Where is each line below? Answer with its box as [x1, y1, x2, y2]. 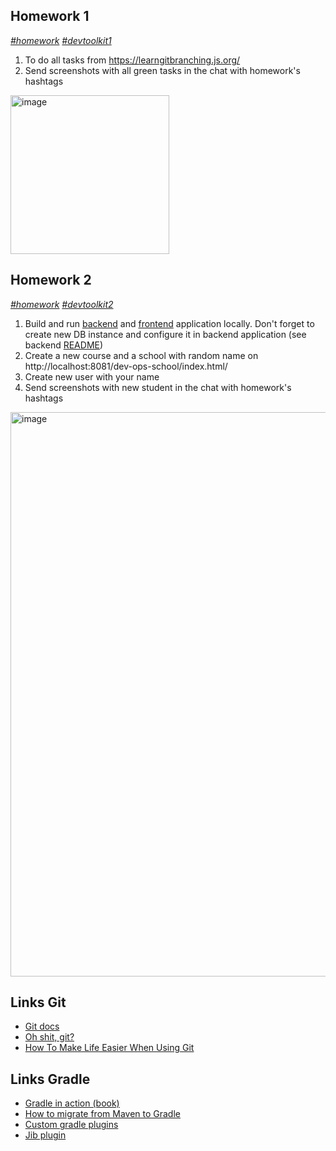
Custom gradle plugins [24, 1119, 119, 1131]
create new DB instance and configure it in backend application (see [24, 328, 307, 340]
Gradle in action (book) [24, 1097, 120, 1109]
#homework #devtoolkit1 [10, 34, 112, 46]
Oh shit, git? [24, 1031, 75, 1043]
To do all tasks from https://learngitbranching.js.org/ [24, 54, 241, 66]
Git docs [24, 1020, 60, 1033]
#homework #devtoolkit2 [10, 298, 114, 310]
